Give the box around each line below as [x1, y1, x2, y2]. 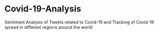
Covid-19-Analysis [4, 3, 82, 14]
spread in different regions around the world [4, 24, 93, 30]
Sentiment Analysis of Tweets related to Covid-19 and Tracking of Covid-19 [4, 19, 154, 25]
